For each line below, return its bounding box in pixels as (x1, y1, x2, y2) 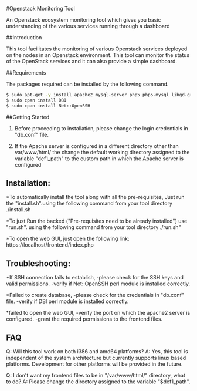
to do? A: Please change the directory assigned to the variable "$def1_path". (6, 378, 191, 385)
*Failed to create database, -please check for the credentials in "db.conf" (6, 292, 185, 299)
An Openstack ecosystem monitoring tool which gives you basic (6, 16, 161, 23)
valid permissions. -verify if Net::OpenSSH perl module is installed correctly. (6, 280, 191, 287)
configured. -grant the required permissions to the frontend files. (6, 315, 163, 322)
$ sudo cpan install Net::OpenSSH (6, 103, 91, 109)
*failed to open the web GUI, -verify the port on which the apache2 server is (6, 309, 191, 316)
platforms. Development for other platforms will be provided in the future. (6, 360, 183, 368)
